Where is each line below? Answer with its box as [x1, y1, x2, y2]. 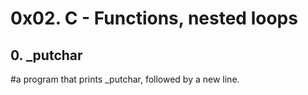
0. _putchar [10, 47, 83, 64]
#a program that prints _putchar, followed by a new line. [10, 73, 240, 85]
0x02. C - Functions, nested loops [10, 7, 298, 30]
